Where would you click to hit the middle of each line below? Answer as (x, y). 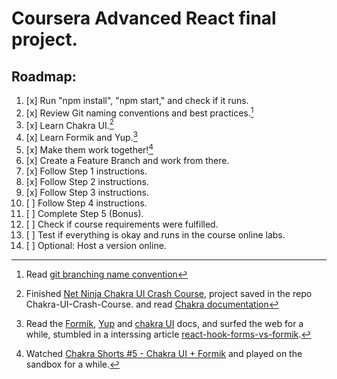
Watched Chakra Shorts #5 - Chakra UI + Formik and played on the (164, 353)
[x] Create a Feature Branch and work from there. (127, 160)
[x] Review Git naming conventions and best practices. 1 (139, 112)
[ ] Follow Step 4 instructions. (86, 203)
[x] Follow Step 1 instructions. (86, 171)
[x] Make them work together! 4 (89, 149)
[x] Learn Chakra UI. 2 (69, 124)
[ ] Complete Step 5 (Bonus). (84, 213)
